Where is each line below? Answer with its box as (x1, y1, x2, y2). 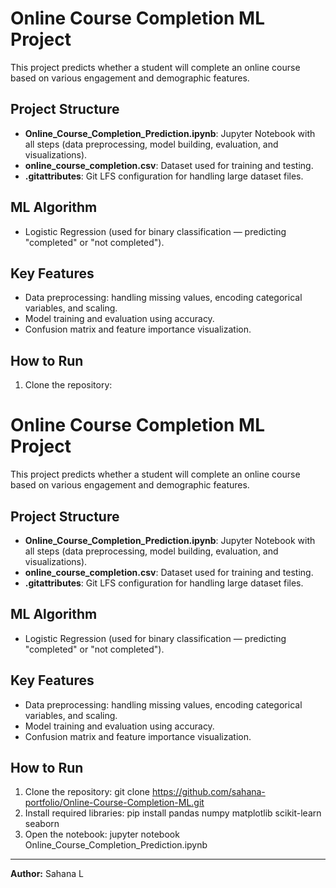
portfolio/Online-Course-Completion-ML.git (24, 797, 205, 809)
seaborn (24, 818, 60, 830)
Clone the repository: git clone (24, 786, 150, 798)
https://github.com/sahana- (151, 786, 266, 798)
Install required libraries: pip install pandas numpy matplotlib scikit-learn (24, 807, 322, 819)
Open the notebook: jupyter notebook (24, 828, 180, 841)
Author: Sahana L (10, 868, 84, 880)
